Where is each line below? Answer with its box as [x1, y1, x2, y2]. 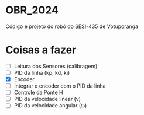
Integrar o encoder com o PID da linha [13, 82, 106, 89]
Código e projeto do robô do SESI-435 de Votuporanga [5, 23, 139, 30]
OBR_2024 [5, 4, 59, 17]
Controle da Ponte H [13, 89, 64, 96]
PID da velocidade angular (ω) [13, 102, 87, 109]
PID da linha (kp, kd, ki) [13, 69, 70, 76]
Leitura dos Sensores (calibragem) [13, 62, 98, 69]
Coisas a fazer [5, 43, 77, 57]
